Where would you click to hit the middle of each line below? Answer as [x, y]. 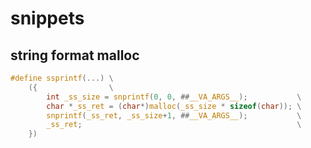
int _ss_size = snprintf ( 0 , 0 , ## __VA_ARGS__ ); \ [174, 97]
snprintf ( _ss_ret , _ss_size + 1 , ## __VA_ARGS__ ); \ [174, 115]
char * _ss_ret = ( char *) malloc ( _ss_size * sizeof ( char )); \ [174, 106]
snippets [47, 18]
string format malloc [75, 55]
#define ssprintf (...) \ [62, 78]
